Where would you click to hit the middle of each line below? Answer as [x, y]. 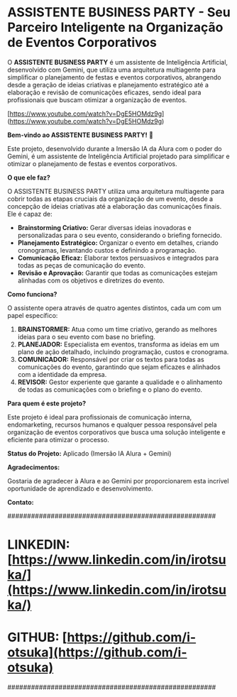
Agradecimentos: [34, 467]
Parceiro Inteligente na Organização [115, 27]
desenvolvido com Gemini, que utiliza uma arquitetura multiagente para [112, 70]
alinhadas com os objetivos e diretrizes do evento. [91, 280]
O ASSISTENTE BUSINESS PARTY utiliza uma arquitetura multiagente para [116, 191]
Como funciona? [32, 294]
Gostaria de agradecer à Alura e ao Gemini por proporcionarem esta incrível [118, 481]
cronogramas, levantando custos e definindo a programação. [107, 250]
